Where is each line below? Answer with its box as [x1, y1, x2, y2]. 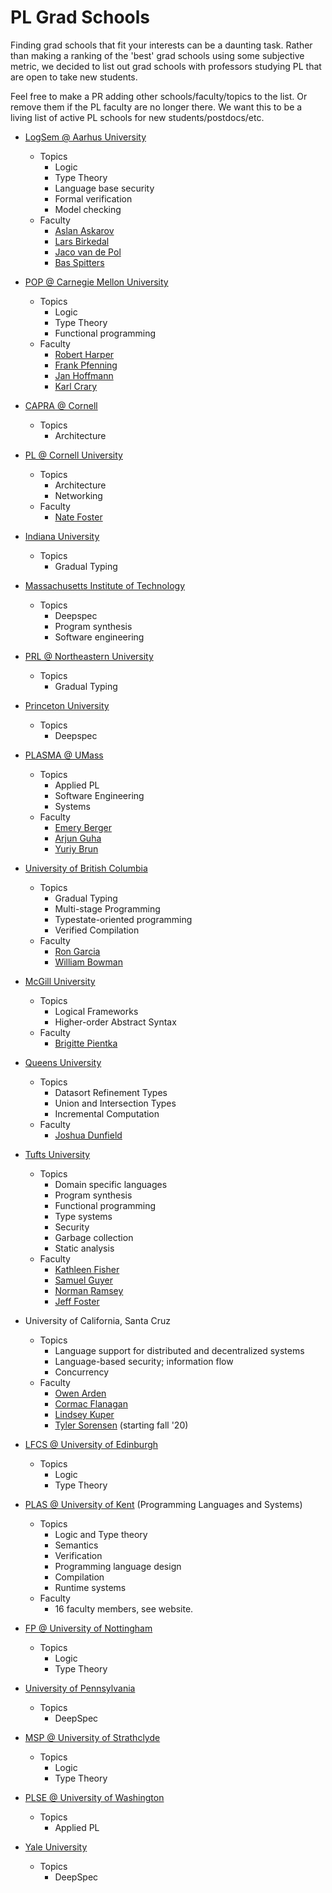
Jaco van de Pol [54, 246, 122, 258]
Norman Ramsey [54, 1284, 124, 1296]
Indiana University [24, 530, 100, 542]
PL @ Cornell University [24, 449, 123, 461]
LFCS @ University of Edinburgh [24, 1438, 159, 1450]
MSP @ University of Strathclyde [24, 1731, 161, 1743]
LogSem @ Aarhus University [24, 131, 147, 143]
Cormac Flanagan [54, 1397, 128, 1410]
